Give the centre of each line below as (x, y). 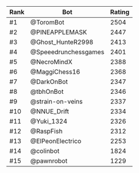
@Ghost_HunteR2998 (62, 42)
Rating (120, 12)
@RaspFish (46, 131)
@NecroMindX (51, 62)
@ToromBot (47, 22)
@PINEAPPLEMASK (59, 32)
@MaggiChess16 (55, 72)
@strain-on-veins (57, 101)
